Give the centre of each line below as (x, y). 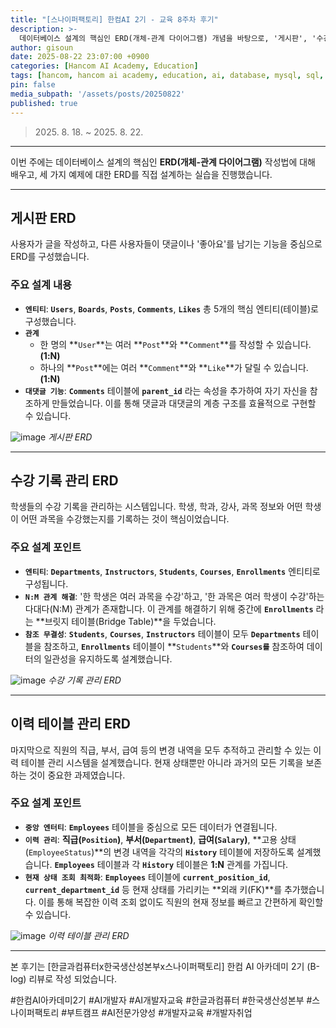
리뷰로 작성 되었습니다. (73, 978)
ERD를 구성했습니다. (50, 257)
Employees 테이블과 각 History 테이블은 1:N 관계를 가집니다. (171, 864)
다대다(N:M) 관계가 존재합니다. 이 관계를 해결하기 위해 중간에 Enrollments (169, 608)
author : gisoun (42, 47)
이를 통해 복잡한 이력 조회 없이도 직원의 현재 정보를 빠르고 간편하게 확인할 (181, 902)
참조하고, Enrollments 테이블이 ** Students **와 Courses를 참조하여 (174, 646)
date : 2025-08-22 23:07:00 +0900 (80, 57)
